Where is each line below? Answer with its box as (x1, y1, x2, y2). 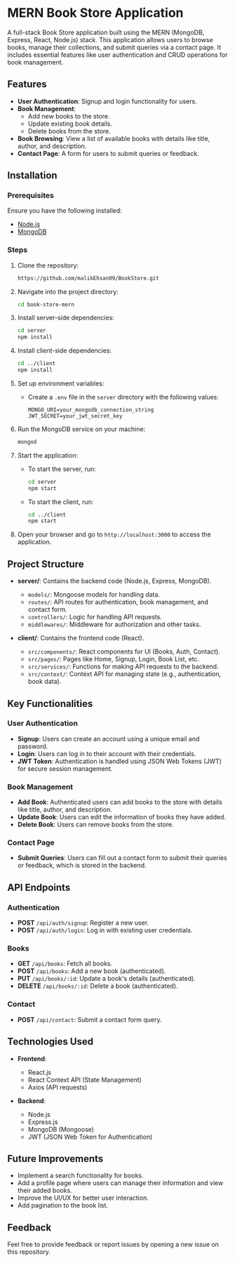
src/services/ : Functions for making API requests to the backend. (27, 662, 219, 671)
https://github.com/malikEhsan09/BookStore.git (17, 275, 159, 282)
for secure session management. (17, 764, 113, 773)
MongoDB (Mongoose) (27, 1125, 95, 1133)
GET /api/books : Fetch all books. (17, 960, 113, 968)
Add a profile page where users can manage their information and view (17, 1179, 224, 1187)
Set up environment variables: (17, 379, 105, 388)
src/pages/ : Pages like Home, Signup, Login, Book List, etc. (27, 655, 200, 663)
